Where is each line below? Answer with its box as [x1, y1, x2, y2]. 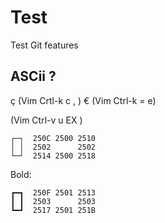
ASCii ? [10, 68, 57, 85]
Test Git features [10, 39, 79, 51]
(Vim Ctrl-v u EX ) [10, 114, 83, 126]
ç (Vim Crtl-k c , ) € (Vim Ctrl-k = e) [10, 94, 157, 106]
